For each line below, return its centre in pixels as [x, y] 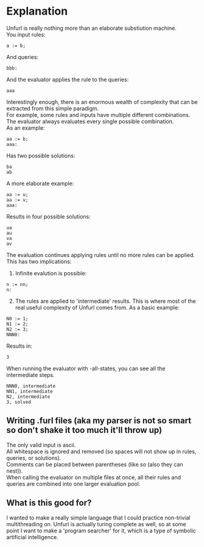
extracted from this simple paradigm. [53, 108]
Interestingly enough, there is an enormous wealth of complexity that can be [102, 102]
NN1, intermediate [30, 391]
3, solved [19, 402]
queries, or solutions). [34, 457]
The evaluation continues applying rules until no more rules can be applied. [100, 255]
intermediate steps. [30, 375]
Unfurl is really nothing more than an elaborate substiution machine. [91, 28]
